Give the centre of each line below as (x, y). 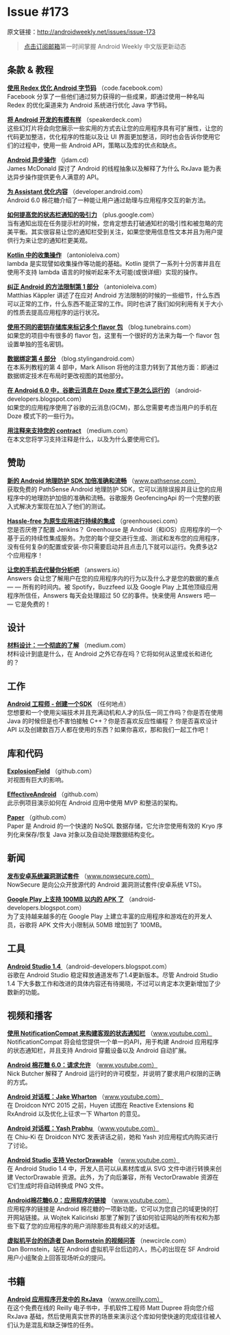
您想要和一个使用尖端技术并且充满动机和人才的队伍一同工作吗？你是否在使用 (115, 713)
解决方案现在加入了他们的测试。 (64, 506)
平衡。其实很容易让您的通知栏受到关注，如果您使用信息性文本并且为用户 (115, 232)
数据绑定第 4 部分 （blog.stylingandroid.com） (73, 358)
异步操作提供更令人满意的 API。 (57, 177)
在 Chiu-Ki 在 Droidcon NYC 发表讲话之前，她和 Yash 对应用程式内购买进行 (113, 1137)
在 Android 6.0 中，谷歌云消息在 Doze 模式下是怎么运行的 (89, 390)
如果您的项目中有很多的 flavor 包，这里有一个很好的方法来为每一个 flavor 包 (114, 335)
